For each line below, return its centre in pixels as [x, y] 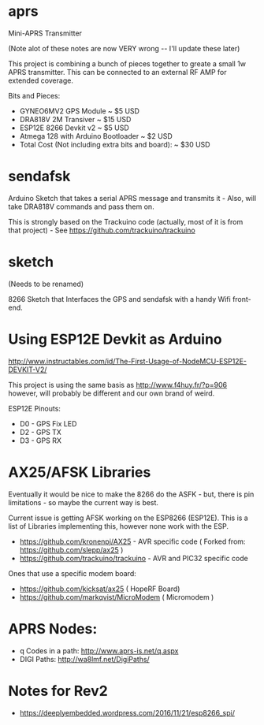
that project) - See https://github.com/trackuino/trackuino [102, 230]
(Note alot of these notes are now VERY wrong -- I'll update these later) [124, 48]
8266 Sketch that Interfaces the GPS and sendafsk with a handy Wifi [119, 299]
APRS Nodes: [53, 628]
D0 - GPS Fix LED [48, 423]
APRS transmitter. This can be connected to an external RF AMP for [117, 72]
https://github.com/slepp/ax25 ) [71, 549]
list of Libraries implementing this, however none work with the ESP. [119, 526]
